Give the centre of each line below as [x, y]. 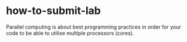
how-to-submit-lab [53, 11]
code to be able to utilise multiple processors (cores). [70, 33]
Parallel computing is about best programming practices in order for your [93, 27]
